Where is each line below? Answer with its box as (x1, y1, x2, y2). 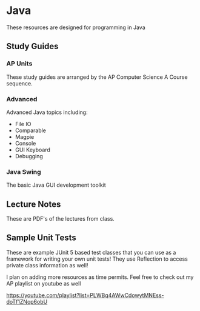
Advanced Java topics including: (6, 109, 88, 116)
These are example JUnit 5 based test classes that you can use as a (6, 249, 176, 256)
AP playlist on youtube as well (6, 279, 81, 287)
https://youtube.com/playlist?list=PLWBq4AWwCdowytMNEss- (6, 292, 165, 299)
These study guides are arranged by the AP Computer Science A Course (6, 73, 188, 81)
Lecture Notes (6, 199, 61, 209)
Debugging (15, 152, 44, 159)
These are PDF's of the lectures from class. (6, 215, 115, 222)
